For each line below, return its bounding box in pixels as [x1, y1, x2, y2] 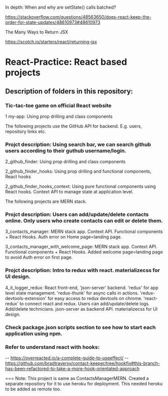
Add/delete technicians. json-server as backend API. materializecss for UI [5, 306, 158, 312]
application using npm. [5, 330, 63, 337]
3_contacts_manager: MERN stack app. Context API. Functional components [5, 228, 163, 235]
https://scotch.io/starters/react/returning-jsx [5, 39, 97, 45]
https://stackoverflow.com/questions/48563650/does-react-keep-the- [5, 14, 151, 20]
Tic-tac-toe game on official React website [5, 102, 112, 109]
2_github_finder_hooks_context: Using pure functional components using [5, 183, 156, 190]
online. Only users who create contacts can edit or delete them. [5, 217, 163, 224]
